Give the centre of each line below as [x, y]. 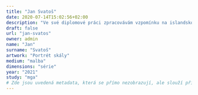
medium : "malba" [26, 61]
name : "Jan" [21, 45]
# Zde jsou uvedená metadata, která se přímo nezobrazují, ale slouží [95, 83]
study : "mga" [22, 77]
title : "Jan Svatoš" [32, 12]
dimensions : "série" [32, 66]
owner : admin [22, 39]
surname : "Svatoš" [29, 50]
